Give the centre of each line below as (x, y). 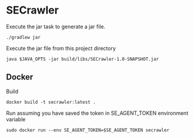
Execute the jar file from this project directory (61, 48)
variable (16, 119)
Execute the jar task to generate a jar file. (56, 27)
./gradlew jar (24, 37)
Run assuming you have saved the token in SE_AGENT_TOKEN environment (97, 113)
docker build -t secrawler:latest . (51, 102)
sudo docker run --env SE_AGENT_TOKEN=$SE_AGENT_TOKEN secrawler (88, 130)
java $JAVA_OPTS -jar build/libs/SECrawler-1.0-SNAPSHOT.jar (83, 59)
